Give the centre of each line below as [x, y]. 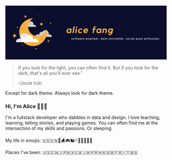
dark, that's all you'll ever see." [50, 73]
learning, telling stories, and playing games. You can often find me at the [82, 123]
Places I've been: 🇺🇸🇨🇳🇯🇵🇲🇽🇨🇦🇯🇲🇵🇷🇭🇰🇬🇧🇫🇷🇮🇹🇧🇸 [72, 152]
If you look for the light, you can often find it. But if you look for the [88, 68]
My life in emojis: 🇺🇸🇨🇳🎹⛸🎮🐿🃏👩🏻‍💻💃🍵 [49, 141]
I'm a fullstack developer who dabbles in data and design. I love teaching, [83, 117]
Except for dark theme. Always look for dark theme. [60, 93]
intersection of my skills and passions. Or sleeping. [59, 128]
